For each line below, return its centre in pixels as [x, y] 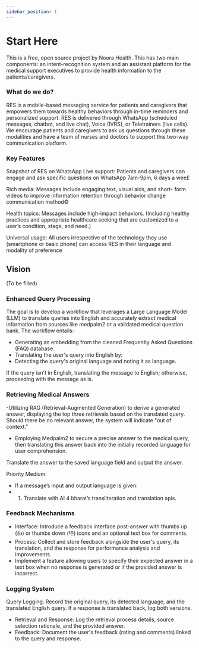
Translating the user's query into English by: [69, 355]
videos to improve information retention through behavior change [86, 196]
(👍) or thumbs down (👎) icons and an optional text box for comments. [101, 533]
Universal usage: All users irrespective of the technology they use [87, 238]
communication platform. [37, 143]
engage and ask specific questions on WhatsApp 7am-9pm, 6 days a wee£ [98, 178]
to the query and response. [48, 638]
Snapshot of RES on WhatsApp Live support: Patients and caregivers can [96, 172]
